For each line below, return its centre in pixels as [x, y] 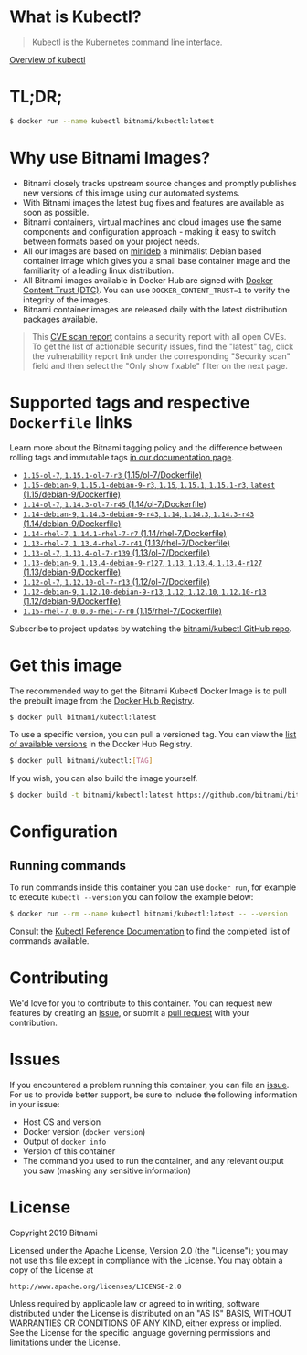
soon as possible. [56, 212]
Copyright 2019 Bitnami [53, 1233]
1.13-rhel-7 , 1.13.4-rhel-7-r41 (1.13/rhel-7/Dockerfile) [127, 543]
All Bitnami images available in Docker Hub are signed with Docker [148, 280]
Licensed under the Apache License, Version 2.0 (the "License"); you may [149, 1250]
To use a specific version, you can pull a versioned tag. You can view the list [153, 735]
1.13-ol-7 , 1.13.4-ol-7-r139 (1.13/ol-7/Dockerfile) [116, 552]
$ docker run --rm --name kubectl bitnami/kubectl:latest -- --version [148, 914]
